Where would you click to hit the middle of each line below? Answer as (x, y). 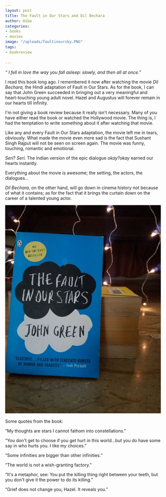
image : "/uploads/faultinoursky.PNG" (44, 42)
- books (13, 31)
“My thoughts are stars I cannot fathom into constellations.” (65, 431)
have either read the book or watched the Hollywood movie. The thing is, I (81, 118)
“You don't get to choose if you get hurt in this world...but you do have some (83, 441)
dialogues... (17, 178)
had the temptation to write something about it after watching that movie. (80, 123)
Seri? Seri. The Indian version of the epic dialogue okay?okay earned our (79, 158)
